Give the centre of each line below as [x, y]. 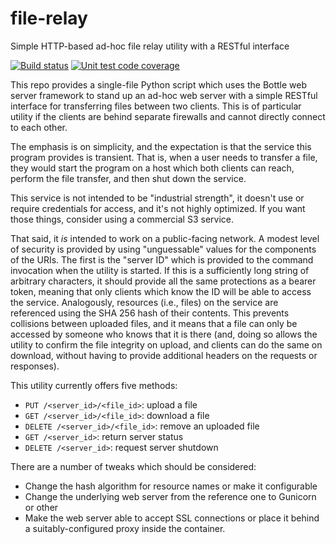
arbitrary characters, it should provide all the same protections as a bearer [163, 281]
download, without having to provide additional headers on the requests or [164, 355]
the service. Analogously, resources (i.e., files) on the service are [144, 302]
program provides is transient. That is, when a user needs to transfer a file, [164, 157]
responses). [35, 366]
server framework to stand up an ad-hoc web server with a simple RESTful [164, 95]
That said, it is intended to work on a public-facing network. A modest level [165, 238]
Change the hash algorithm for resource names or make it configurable [171, 486]
